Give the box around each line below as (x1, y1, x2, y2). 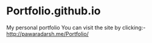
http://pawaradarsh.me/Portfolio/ (6, 30, 89, 37)
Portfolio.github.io (6, 4, 102, 18)
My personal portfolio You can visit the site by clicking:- (6, 24, 146, 31)
